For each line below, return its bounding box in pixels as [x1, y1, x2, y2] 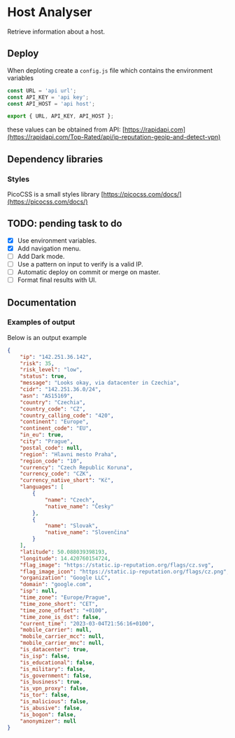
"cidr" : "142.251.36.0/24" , [20, 386, 101, 393]
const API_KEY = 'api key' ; [7, 94, 90, 101]
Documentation [7, 297, 77, 308]
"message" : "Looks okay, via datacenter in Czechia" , [20, 379, 180, 387]
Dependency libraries [7, 153, 104, 165]
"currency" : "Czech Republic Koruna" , [20, 464, 133, 471]
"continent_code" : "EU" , [20, 425, 92, 432]
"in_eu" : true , [20, 432, 64, 439]
